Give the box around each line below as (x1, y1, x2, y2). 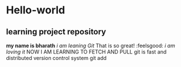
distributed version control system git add (6, 55, 107, 61)
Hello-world (6, 3, 66, 17)
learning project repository (6, 27, 107, 37)
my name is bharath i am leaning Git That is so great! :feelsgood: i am (6, 42, 176, 49)
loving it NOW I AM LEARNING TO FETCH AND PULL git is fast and (6, 48, 167, 55)
